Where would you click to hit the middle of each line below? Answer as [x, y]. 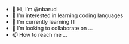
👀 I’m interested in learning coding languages [67, 15]
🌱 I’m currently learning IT [44, 22]
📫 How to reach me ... [39, 35]
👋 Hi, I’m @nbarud [34, 9]
